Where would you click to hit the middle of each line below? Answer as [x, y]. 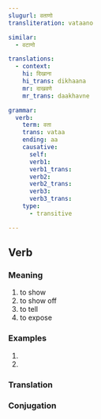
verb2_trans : [50, 184]
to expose [36, 317]
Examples [28, 338]
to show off [38, 301]
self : [38, 154]
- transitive [50, 213]
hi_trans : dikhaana [54, 81]
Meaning [26, 275]
